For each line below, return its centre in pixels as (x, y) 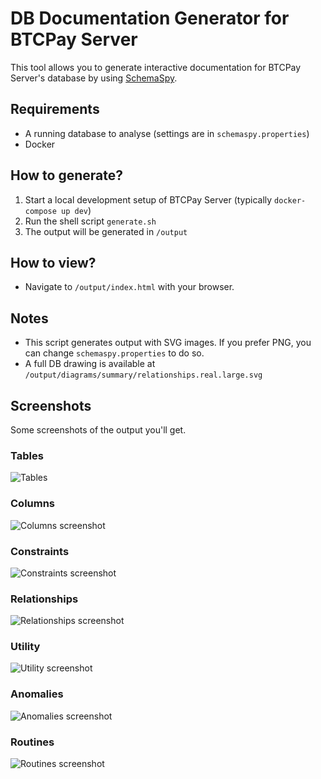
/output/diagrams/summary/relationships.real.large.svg (143, 375)
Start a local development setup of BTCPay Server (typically (148, 199)
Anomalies (37, 694)
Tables (27, 455)
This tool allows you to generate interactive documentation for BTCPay (156, 67)
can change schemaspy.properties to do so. (114, 353)
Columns (33, 504)
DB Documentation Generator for (150, 18)
